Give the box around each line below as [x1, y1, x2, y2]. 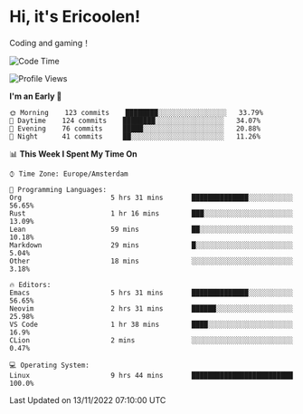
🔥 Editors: [9, 280, 52, 289]
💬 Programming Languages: [9, 185, 107, 194]
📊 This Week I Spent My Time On [9, 148, 137, 159]
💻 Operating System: [9, 361, 90, 370]
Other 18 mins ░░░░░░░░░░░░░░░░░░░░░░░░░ [9, 256, 294, 265]
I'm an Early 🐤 [9, 91, 62, 101]
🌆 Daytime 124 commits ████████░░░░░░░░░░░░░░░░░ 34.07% [9, 116, 260, 125]
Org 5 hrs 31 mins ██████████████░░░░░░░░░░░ [9, 193, 294, 202]
